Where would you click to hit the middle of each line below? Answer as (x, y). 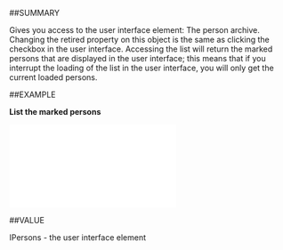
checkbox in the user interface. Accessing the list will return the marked (141, 49)
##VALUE (27, 220)
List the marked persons (55, 112)
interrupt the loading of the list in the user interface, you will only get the (141, 68)
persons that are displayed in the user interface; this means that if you (137, 58)
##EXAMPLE (32, 94)
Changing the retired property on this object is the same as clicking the (139, 40)
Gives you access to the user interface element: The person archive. (135, 30)
